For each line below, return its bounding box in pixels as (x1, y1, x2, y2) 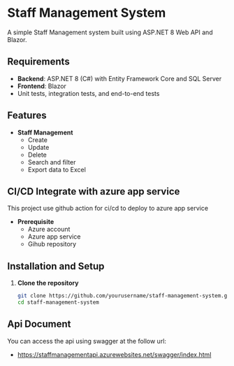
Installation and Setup (7, 260, 105, 272)
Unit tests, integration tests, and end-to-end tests (17, 89, 160, 97)
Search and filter (27, 157, 76, 166)
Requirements (7, 56, 70, 68)
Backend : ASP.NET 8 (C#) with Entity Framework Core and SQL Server (17, 74, 222, 83)
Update (27, 143, 50, 151)
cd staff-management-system (17, 299, 99, 306)
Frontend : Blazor (17, 82, 66, 90)
